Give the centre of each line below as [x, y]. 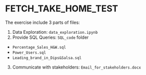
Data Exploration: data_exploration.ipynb [55, 32]
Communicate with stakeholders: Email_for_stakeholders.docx [77, 67]
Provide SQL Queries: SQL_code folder [50, 37]
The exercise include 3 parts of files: [43, 22]
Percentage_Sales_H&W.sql [39, 47]
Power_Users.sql [29, 53]
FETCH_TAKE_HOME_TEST [62, 9]
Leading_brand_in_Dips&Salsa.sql [47, 58]
